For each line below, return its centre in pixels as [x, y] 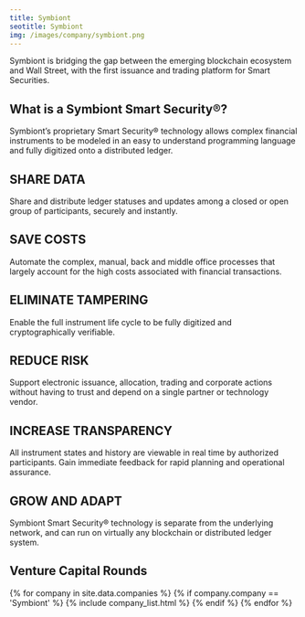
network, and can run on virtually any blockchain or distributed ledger [141, 533]
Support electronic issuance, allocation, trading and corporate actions [141, 383]
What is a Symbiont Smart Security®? [119, 109]
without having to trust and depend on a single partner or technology [139, 392]
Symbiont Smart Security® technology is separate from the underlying [142, 523]
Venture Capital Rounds [79, 571]
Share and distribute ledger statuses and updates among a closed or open [149, 201]
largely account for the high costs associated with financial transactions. [146, 271]
